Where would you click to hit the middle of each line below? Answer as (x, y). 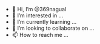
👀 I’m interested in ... (38, 15)
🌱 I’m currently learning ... (44, 22)
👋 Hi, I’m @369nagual (39, 9)
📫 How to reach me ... (40, 35)
